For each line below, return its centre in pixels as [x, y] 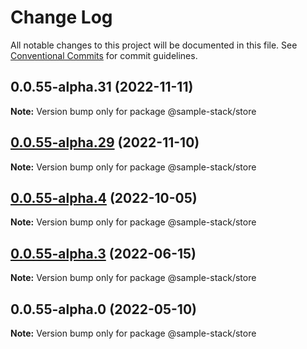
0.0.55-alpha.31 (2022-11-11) [102, 87]
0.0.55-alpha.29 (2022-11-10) [105, 142]
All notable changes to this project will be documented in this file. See [154, 45]
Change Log [61, 17]
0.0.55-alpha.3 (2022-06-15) [103, 253]
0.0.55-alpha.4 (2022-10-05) [104, 197]
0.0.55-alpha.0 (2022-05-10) [103, 309]
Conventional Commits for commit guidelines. [104, 55]
